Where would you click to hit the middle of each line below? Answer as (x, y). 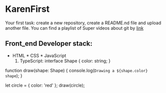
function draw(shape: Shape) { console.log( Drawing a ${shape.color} (77, 70)
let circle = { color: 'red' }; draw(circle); (45, 85)
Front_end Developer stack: (49, 44)
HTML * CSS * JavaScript (39, 55)
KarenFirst (27, 9)
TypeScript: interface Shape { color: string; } (65, 61)
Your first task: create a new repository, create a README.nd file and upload (83, 23)
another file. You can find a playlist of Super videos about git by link (74, 28)
